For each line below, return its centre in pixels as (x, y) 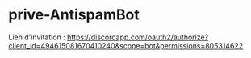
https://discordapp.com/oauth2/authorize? (138, 37)
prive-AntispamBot (74, 15)
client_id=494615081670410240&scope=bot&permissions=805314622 (126, 45)
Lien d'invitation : (37, 37)
